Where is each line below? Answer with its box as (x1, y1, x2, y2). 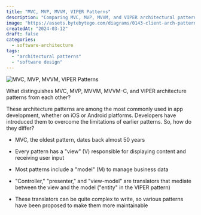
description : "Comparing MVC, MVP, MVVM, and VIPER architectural (6, 14, 175, 20)
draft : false (6, 31, 39, 37)
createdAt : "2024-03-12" (6, 25, 68, 32)
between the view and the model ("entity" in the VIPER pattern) (14, 184, 170, 191)
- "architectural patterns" (11, 53, 82, 59)
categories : (6, 37, 36, 43)
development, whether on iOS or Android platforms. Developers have (6, 112, 176, 119)
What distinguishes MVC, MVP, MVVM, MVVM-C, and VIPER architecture (6, 87, 187, 94)
